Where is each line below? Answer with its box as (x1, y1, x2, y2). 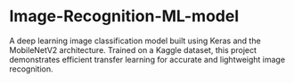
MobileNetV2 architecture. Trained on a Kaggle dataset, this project (9, 44, 257, 55)
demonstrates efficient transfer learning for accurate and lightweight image (9, 54, 286, 64)
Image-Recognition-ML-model (9, 6, 240, 26)
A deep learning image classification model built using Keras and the (9, 35, 261, 46)
